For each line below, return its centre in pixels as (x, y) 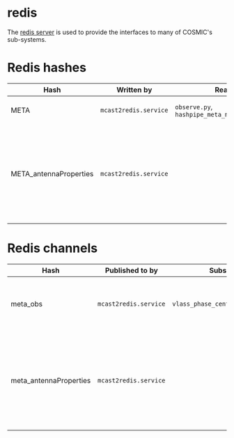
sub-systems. (27, 39)
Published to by (131, 270)
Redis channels (53, 248)
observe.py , (194, 107)
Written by (134, 90)
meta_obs (27, 304)
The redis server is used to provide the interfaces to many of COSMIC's (110, 32)
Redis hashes (47, 68)
